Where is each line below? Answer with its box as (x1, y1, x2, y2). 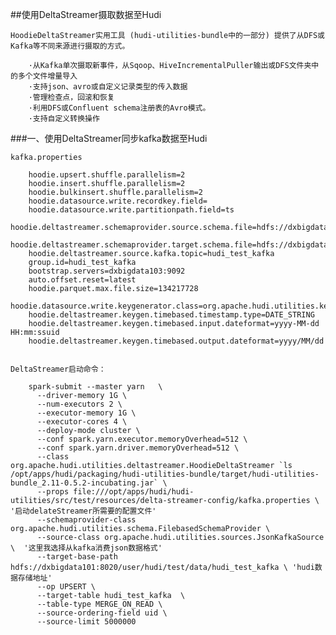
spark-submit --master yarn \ (28, 382, 163, 392)
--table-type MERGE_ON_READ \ (36, 599, 163, 609)
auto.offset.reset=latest (28, 275, 137, 285)
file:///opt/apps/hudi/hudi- (73, 487, 195, 497)
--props (36, 487, 70, 497)
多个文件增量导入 (17, 71, 78, 81)
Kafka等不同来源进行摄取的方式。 (10, 41, 130, 51)
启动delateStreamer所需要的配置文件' (14, 506, 157, 516)
